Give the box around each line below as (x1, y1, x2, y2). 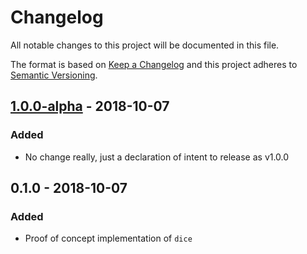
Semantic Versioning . (10, 69, 98, 81)
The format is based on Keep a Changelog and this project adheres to (10, 58, 298, 70)
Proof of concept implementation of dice (24, 232, 193, 245)
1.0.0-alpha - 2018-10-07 (10, 98, 170, 115)
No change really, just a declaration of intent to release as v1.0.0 (24, 151, 290, 163)
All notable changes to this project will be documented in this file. (10, 39, 280, 51)
